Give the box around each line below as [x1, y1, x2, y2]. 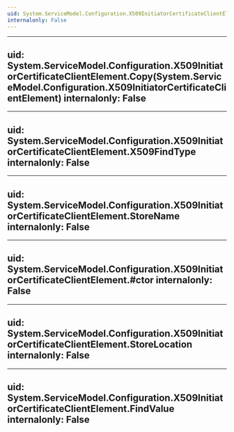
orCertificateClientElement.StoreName [7, 210, 180, 222]
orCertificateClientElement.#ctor [7, 274, 155, 286]
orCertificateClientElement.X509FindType [7, 145, 196, 157]
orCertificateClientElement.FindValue [7, 403, 175, 415]
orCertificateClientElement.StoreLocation [7, 339, 193, 351]
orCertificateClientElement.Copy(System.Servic [7, 70, 222, 82]
